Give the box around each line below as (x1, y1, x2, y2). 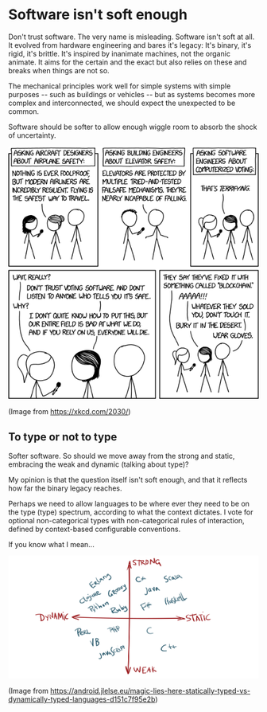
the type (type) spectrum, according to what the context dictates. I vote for (8, 507, 253, 517)
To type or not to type (8, 430, 118, 444)
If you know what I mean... (8, 540, 95, 550)
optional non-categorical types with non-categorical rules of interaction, (8, 516, 245, 526)
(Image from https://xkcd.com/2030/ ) (8, 407, 131, 417)
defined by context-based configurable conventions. (8, 524, 181, 534)
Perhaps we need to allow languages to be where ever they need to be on (8, 499, 250, 509)
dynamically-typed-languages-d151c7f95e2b (8, 694, 156, 704)
